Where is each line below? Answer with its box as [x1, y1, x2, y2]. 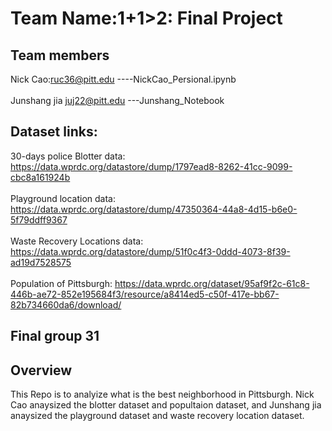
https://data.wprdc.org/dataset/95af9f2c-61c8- [114, 277, 310, 289]
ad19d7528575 [10, 256, 72, 268]
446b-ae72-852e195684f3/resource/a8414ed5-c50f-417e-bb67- [10, 288, 280, 300]
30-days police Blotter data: [10, 150, 126, 162]
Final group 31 [10, 328, 100, 345]
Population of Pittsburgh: [10, 277, 113, 289]
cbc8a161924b [10, 171, 71, 183]
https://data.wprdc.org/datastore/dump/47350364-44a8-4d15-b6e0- [10, 203, 298, 215]
